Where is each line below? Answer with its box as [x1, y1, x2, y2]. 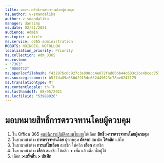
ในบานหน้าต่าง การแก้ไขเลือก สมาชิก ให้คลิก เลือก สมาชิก [12, 142, 104, 148]
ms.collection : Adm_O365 [5, 52, 56, 58]
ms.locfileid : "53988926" [5, 93, 58, 98]
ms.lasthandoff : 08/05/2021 [5, 89, 62, 94]
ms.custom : [5, 57, 27, 62]
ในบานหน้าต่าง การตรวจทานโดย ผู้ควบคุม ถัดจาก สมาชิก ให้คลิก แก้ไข [12, 137, 124, 142]
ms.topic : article [5, 35, 42, 40]
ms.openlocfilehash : [5, 71, 47, 76]
